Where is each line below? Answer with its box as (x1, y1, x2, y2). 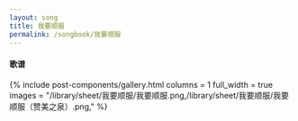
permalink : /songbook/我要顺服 (9, 30, 122, 39)
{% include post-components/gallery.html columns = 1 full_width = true (9, 79, 273, 90)
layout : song (9, 13, 59, 22)
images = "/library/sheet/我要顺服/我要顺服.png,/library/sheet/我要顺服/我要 (9, 90, 290, 100)
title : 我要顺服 (9, 22, 65, 30)
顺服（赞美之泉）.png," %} (9, 100, 108, 112)
